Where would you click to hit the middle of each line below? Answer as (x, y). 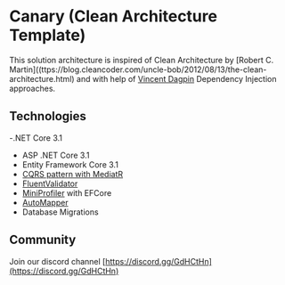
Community (43, 240)
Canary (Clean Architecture (114, 16)
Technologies (48, 116)
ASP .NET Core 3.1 (56, 155)
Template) (48, 35)
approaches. (33, 88)
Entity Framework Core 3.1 (70, 164)
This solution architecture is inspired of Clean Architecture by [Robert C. (142, 60)
